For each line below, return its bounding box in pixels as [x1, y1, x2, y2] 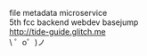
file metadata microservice [9, 8, 108, 18]
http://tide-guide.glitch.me [9, 27, 106, 36]
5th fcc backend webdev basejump [9, 17, 139, 28]
